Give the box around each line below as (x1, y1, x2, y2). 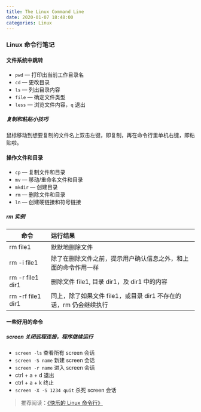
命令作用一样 (62, 263, 99, 272)
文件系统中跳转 (6, 56, 43, 63)
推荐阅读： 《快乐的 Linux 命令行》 (20, 399, 103, 407)
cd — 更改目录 (14, 78, 50, 85)
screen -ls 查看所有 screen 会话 (14, 349, 95, 356)
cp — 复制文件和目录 (14, 168, 66, 176)
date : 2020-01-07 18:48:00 (6, 14, 74, 20)
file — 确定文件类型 (14, 93, 66, 100)
